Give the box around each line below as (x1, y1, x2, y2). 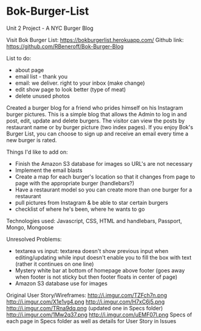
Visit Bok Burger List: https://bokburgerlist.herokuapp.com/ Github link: (6, 36, 184, 43)
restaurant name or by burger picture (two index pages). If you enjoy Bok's (6, 123, 193, 130)
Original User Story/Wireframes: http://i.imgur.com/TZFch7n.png (6, 291, 168, 299)
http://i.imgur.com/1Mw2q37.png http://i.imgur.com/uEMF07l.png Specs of (6, 311, 192, 318)
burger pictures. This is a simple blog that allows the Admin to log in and (6, 110, 187, 118)
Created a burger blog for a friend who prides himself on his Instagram (6, 104, 183, 111)
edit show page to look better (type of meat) (15, 85, 126, 93)
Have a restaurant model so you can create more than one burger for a (15, 186, 192, 193)
